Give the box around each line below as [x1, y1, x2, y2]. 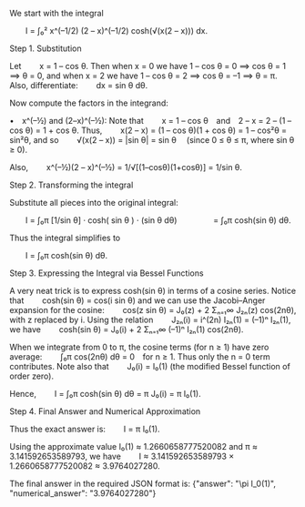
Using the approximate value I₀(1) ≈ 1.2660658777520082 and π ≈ [9, 441, 258, 451]
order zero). [9, 370, 55, 381]
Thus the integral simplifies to [9, 232, 121, 243]
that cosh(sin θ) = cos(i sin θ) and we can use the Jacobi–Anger [9, 295, 266, 306]
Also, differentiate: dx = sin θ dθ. [9, 80, 148, 90]
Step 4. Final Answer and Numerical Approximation [9, 406, 201, 417]
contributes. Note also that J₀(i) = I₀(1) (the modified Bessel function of [9, 361, 291, 371]
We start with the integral [9, 8, 105, 18]
